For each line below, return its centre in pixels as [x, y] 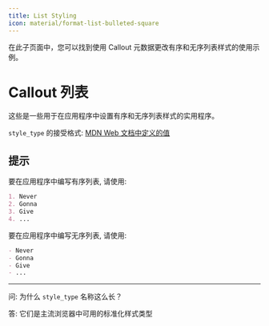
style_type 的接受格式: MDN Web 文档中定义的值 [89, 133]
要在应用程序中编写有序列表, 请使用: [68, 182]
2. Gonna [23, 204]
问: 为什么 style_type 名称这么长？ [65, 296]
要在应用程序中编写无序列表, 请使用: [68, 235]
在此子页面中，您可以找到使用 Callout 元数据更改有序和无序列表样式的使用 [130, 47]
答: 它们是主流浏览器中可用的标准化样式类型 [80, 314]
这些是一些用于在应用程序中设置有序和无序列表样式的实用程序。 [113, 116]
